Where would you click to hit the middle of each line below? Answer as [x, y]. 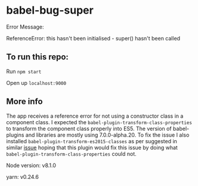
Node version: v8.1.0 [31, 165]
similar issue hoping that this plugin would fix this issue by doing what [92, 147]
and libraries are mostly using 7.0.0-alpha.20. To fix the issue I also [107, 135]
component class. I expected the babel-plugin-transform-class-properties [99, 122]
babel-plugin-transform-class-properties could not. [71, 154]
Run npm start [24, 71]
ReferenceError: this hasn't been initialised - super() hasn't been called [93, 38]
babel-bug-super [50, 10]
